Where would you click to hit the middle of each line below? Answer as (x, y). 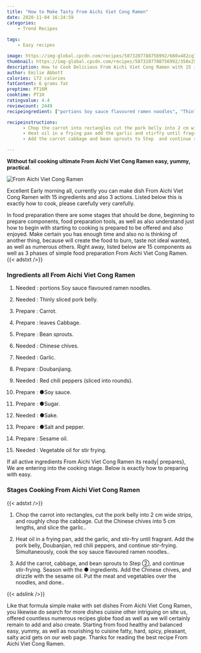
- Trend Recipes (38, 28)
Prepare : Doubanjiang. (44, 369)
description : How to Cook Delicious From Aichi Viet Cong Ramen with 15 (99, 67)
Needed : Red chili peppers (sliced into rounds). (74, 381)
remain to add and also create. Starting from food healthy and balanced (95, 624)
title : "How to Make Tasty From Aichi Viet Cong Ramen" (78, 12)
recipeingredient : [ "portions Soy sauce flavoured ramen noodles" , (92, 111)
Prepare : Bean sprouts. (44, 334)
